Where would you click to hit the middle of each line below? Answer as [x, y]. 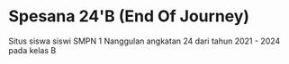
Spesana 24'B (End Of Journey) [129, 16]
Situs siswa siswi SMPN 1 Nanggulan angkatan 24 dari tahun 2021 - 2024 [144, 41]
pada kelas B [32, 50]
